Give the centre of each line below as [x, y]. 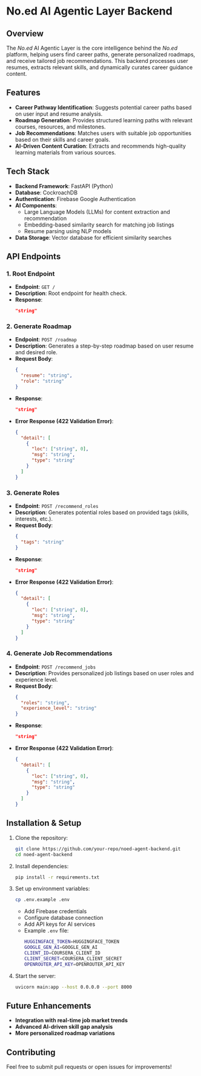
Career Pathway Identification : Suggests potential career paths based [103, 107]
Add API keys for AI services [60, 924]
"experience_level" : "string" [59, 708]
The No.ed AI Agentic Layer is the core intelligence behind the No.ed [92, 48]
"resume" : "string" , [47, 376]
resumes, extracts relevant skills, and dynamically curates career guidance [100, 67]
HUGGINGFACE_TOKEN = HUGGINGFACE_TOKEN [72, 942]
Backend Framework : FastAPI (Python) [64, 186]
